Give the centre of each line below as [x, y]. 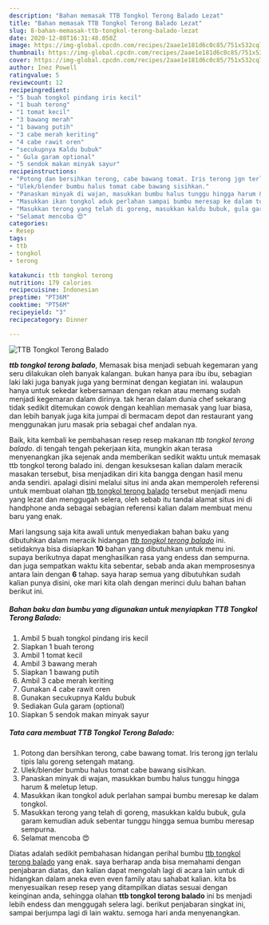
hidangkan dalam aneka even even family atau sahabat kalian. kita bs [123, 879]
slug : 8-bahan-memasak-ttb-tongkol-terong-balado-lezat [104, 30]
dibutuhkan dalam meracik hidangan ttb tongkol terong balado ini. [117, 540]
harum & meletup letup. [59, 787]
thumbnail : [27, 53]
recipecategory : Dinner [49, 320]
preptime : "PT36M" [40, 298]
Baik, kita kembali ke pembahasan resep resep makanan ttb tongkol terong [132, 439]
